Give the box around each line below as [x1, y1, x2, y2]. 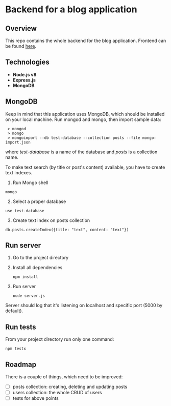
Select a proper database [12, 198, 66, 205]
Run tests [5, 322, 36, 331]
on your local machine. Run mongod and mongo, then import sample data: [5, 116, 162, 123]
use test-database [5, 208, 44, 213]
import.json [5, 139, 31, 145]
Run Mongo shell [12, 179, 48, 186]
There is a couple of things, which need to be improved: [5, 374, 123, 380]
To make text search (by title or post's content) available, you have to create [5, 164, 165, 170]
